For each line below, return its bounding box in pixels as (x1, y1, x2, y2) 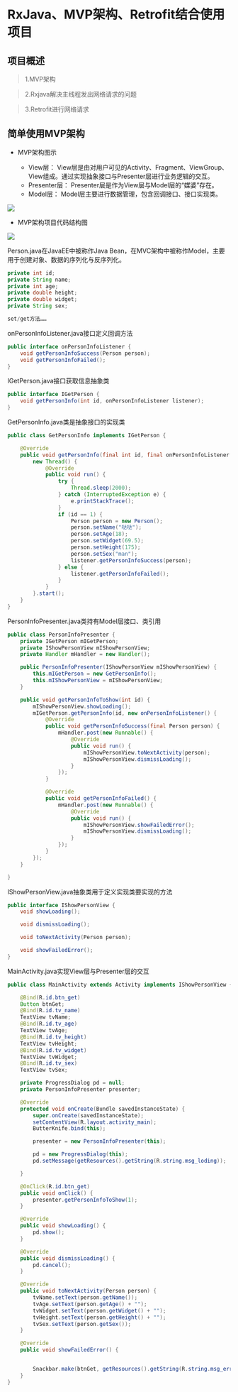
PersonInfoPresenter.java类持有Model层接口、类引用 (7, 617, 161, 625)
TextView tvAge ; (20, 1027, 69, 1034)
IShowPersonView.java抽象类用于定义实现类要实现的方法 (7, 887, 173, 896)
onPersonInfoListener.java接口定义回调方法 (7, 329, 133, 337)
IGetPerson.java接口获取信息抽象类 (7, 377, 110, 385)
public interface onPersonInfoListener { (7, 343, 132, 350)
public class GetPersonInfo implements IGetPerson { (7, 432, 166, 439)
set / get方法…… (7, 315, 47, 323)
